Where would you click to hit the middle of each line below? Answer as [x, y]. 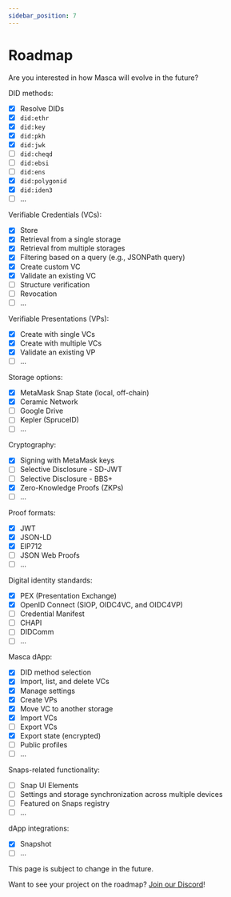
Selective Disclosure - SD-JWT [71, 470]
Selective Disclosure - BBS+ [66, 479]
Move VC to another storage [66, 708]
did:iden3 [36, 190]
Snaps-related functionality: [54, 770]
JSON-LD [36, 537]
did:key [32, 127]
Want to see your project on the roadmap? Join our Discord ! [107, 884]
